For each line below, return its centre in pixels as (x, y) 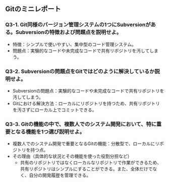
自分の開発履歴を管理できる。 (60, 175)
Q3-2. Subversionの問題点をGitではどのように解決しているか (80, 71)
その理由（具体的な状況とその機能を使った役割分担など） (72, 156)
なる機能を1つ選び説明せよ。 (50, 131)
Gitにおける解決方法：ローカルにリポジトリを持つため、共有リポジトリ (86, 103)
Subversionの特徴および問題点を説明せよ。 (69, 32)
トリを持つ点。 (33, 150)
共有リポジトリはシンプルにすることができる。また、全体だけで (86, 169)
